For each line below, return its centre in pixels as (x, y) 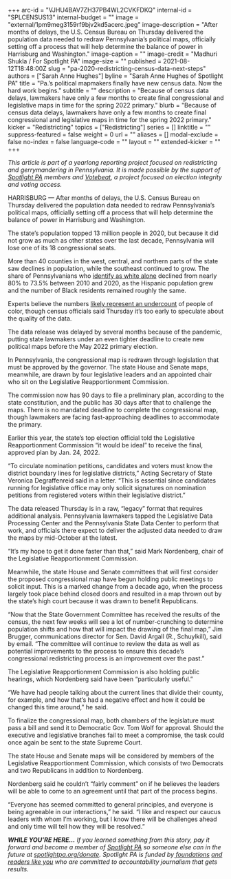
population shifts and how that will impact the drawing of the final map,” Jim (115, 629)
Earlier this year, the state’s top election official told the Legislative (101, 438)
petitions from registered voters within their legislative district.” (97, 495)
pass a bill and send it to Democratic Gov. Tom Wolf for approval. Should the (116, 728)
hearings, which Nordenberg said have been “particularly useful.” (100, 679)
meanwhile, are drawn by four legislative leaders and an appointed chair (110, 374)
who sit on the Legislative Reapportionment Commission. (88, 382)
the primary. (25, 424)
